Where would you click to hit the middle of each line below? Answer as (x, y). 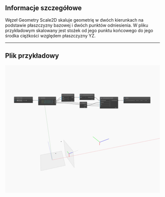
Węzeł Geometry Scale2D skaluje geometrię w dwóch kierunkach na (74, 20)
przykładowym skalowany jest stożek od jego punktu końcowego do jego (79, 30)
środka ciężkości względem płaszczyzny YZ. (50, 35)
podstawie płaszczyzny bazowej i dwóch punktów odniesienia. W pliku (77, 25)
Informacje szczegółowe (43, 8)
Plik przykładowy (32, 56)
